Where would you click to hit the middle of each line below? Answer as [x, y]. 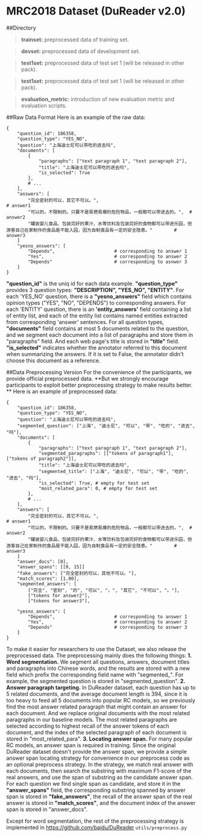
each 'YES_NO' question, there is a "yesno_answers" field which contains [99, 296]
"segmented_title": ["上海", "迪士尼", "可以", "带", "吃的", [114, 471]
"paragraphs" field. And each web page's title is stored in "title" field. [93, 341]
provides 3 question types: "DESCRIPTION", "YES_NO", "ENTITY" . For [95, 290]
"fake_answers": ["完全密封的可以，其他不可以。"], [77, 573]
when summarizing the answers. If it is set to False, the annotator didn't [95, 354]
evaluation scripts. [44, 105]
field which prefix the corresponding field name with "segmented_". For [95, 675]
